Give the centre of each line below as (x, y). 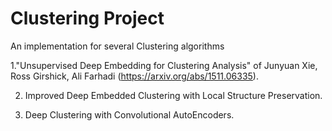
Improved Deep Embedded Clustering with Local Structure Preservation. (173, 95)
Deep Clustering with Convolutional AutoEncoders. (129, 114)
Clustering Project (87, 18)
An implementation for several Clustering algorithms (117, 46)
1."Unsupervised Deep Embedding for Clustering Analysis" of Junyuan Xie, (164, 65)
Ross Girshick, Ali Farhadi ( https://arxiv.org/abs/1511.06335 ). (134, 76)
